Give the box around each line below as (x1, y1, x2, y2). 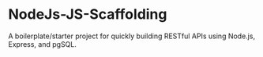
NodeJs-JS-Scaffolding (8, 5, 167, 23)
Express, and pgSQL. (8, 39, 77, 48)
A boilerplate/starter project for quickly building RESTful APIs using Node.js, (8, 31, 255, 41)
